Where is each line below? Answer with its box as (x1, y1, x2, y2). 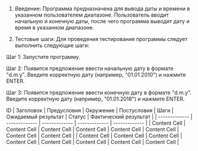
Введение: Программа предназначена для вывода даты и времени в (14, 5, 190, 12)
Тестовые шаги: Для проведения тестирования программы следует (14, 36, 188, 42)
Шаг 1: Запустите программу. (6, 54, 81, 60)
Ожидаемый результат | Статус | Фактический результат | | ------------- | (6, 113, 193, 120)
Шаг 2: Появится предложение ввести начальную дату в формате (6, 65, 174, 72)
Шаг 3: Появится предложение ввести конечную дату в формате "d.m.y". (6, 89, 191, 96)
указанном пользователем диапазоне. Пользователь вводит (14, 11, 169, 18)
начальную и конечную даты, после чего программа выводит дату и (14, 18, 190, 24)
